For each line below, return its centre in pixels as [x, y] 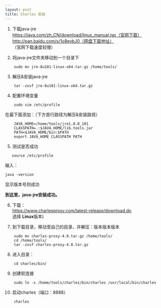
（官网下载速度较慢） [34, 47]
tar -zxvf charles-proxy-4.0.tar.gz [51, 245]
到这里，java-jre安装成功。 [33, 194]
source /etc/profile [33, 155]
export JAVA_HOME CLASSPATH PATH [48, 137]
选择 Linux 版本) [28, 216]
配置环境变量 [25, 95]
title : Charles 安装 [25, 14]
